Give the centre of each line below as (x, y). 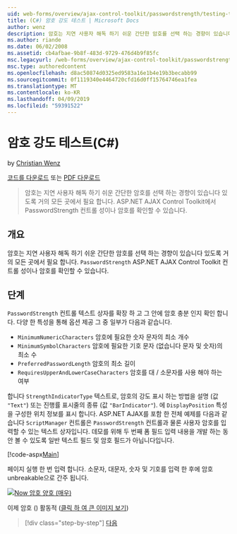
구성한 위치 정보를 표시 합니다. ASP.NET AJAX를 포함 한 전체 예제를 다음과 (117, 414)
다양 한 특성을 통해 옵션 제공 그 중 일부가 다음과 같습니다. (95, 322)
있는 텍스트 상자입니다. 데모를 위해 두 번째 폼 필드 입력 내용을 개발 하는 (124, 432)
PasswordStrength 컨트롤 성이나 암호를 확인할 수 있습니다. (106, 210)
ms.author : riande (34, 40)
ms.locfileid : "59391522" (45, 106)
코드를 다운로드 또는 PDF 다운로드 (54, 177)
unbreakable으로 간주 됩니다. (48, 478)
